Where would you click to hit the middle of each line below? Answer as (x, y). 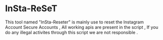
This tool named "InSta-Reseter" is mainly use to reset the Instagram (74, 22)
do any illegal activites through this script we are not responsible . (72, 32)
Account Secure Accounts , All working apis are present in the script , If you (82, 27)
